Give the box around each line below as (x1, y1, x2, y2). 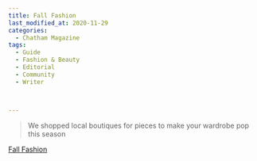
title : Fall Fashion (8, 11, 77, 20)
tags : (8, 41, 26, 49)
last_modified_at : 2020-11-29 (8, 19, 109, 27)
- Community (15, 71, 56, 79)
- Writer (15, 78, 45, 86)
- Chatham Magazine (15, 33, 80, 42)
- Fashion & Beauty (15, 56, 80, 64)
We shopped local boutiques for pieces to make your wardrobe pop (27, 121, 249, 130)
